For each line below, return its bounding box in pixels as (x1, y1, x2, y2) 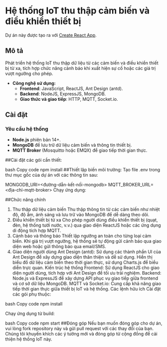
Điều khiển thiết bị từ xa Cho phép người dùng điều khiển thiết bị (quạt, (12, 217, 158, 223)
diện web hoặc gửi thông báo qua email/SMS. (12, 244, 106, 250)
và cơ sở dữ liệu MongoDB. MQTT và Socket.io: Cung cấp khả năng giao (12, 281, 161, 287)
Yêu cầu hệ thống (5, 125, 48, 132)
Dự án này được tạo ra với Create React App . (5, 32, 97, 38)
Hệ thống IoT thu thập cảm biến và (5, 5, 150, 16)
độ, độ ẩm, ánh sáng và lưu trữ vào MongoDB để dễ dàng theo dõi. (12, 212, 150, 218)
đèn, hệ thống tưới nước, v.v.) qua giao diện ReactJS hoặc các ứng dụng (12, 222, 161, 228)
